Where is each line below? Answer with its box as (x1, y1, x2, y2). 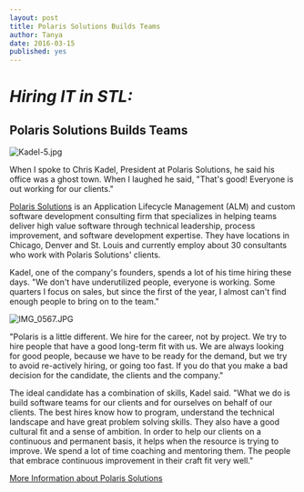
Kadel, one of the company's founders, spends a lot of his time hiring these (9, 267, 292, 278)
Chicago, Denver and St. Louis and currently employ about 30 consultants (9, 240, 288, 251)
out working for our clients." (9, 184, 114, 195)
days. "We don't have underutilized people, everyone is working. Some (9, 276, 276, 287)
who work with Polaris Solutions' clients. (9, 249, 161, 260)
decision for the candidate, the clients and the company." (9, 370, 224, 381)
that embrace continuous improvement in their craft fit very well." (9, 456, 254, 467)
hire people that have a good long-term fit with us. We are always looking (9, 341, 285, 352)
